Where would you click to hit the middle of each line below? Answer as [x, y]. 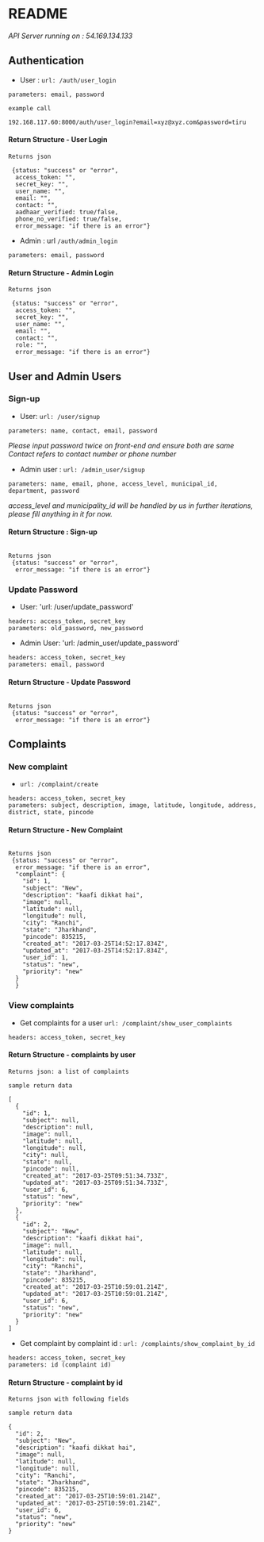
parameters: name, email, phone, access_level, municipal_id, [113, 484]
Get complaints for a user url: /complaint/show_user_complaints [126, 1023]
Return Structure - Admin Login [61, 273]
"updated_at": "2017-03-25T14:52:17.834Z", [96, 951]
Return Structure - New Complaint [65, 829]
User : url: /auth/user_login [68, 79]
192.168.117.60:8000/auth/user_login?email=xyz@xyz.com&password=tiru [127, 122]
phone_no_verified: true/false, [69, 219]
